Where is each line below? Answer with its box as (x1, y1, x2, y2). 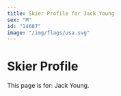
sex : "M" (7, 16, 32, 23)
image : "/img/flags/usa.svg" (7, 29, 90, 36)
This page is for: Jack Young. (7, 82, 90, 90)
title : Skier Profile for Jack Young (7, 10, 115, 17)
